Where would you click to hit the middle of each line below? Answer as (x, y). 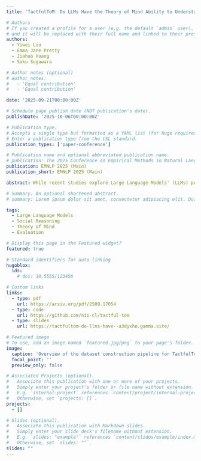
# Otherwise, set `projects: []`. (52, 398)
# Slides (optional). (33, 420)
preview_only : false (37, 365)
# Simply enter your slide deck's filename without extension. (89, 432)
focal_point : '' (32, 359)
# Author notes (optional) (40, 73)
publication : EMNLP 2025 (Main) (46, 166)
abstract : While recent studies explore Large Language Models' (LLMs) (97, 183)
